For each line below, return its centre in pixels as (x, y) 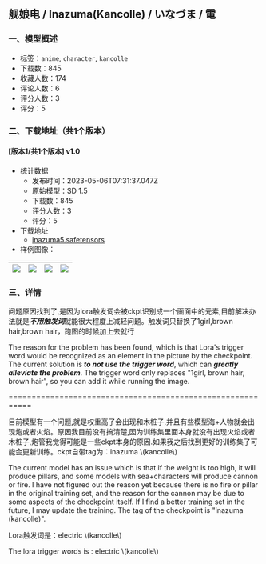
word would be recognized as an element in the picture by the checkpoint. (131, 356)
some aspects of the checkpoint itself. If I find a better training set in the (127, 502)
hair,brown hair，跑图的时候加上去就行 (71, 331)
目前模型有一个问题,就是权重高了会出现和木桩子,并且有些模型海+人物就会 (128, 422)
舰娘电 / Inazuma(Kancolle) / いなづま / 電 (112, 14)
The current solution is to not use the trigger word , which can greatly (123, 364)
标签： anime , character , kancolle (74, 58)
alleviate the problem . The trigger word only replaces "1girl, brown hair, (127, 373)
